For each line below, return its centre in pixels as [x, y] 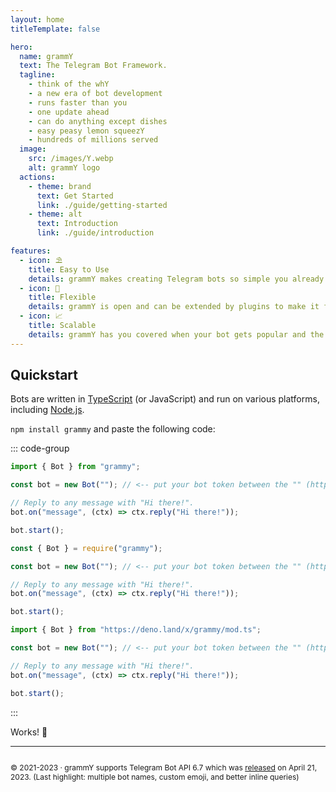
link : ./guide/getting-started [102, 205]
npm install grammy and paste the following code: [113, 429]
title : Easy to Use [69, 269]
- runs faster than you [78, 102]
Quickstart [44, 375]
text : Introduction [77, 224]
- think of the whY [69, 84]
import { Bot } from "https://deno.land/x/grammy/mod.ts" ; [136, 630]
